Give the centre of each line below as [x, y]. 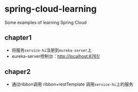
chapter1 [18, 38]
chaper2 [18, 72]
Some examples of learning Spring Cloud [46, 22]
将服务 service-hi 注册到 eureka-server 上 [52, 50]
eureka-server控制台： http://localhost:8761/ [56, 56]
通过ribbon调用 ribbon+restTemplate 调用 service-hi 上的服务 [72, 84]
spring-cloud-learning [51, 9]
